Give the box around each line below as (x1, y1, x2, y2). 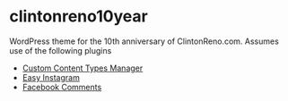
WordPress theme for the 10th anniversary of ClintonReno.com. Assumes (9, 36, 280, 46)
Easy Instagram (22, 72, 81, 82)
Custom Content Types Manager (22, 63, 144, 73)
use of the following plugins (9, 45, 112, 55)
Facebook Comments (22, 81, 102, 92)
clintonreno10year (9, 6, 148, 27)
